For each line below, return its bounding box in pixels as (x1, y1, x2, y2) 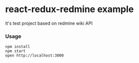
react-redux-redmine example (5, 4, 134, 15)
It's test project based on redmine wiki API (5, 20, 93, 26)
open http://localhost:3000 (5, 53, 64, 58)
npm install (5, 44, 30, 49)
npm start (5, 49, 26, 54)
